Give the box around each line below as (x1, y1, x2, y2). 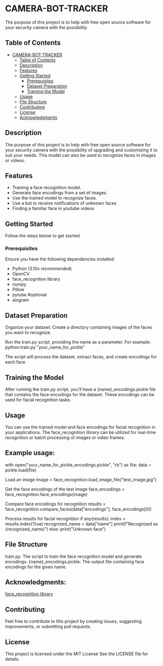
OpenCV (12, 271, 30, 277)
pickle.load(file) (5, 467, 37, 473)
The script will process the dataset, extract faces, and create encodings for (5, 354, 157, 360)
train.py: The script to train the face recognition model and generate (5, 553, 142, 559)
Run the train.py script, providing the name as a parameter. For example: (5, 339, 151, 345)
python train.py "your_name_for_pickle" (5, 345, 85, 350)
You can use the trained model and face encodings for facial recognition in (5, 424, 156, 430)
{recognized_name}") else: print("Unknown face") (5, 526, 106, 532)
